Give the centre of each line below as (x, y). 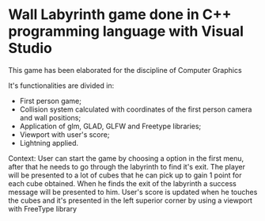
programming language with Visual (126, 31)
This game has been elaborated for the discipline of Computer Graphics (125, 70)
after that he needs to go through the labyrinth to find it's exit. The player (127, 166)
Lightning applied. (49, 143)
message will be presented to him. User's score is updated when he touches (133, 192)
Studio (30, 48)
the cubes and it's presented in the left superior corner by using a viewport (131, 200)
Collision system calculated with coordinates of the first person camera (136, 109)
